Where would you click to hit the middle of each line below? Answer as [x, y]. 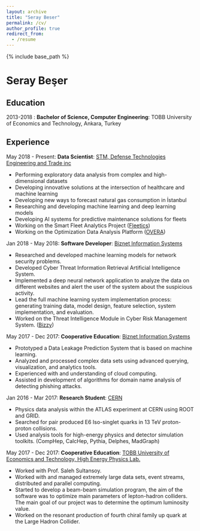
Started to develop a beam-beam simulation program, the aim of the [99, 489]
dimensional [30, 181]
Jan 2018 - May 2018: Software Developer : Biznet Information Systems [94, 243]
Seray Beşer [37, 81]
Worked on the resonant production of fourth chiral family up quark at [101, 515]
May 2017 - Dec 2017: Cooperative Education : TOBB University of [88, 453]
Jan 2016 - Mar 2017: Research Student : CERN [64, 398]
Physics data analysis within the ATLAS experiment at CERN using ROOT [104, 409]
